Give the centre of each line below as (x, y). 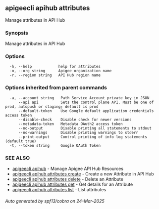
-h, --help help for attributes (55, 67)
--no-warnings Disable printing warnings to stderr (78, 132)
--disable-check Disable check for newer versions (75, 120)
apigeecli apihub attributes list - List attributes (59, 189)
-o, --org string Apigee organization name (61, 71)
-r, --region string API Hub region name (55, 75)
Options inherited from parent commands (56, 87)
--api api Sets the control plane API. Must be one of (86, 102)
